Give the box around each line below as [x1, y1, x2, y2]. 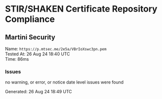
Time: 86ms [5, 56, 29, 62]
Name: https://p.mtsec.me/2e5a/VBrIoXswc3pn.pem [5, 46, 107, 51]
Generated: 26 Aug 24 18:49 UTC [5, 89, 72, 95]
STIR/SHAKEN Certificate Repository [5, 3, 158, 15]
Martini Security [5, 33, 55, 41]
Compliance [5, 14, 55, 25]
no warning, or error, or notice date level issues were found [5, 79, 124, 85]
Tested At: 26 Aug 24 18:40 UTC [5, 51, 70, 57]
